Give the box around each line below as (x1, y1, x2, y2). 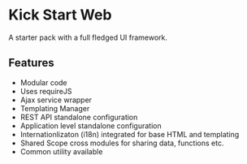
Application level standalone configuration (19, 120, 162, 131)
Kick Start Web (8, 6, 112, 24)
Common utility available (19, 146, 103, 156)
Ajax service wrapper (19, 95, 92, 105)
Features (8, 56, 54, 70)
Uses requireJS (19, 86, 72, 96)
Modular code (19, 77, 67, 87)
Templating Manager (19, 103, 90, 113)
